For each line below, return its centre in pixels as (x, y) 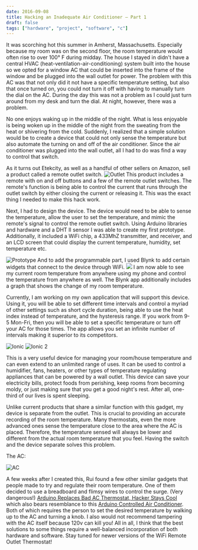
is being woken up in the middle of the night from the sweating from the (93, 125)
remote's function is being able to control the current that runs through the (97, 187)
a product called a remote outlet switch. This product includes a (95, 174)
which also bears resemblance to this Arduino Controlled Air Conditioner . (95, 504)
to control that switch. (33, 157)
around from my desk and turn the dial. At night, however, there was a (91, 102)
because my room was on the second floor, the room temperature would (94, 51)
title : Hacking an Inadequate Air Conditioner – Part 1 (76, 17)
